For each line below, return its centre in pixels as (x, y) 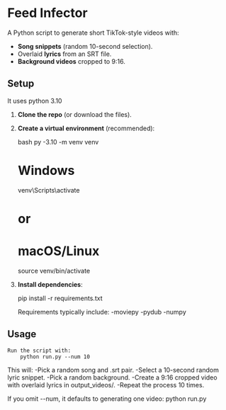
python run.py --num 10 (55, 357)
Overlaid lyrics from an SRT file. (64, 54)
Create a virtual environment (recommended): (86, 128)
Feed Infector (47, 13)
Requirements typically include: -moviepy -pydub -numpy (102, 312)
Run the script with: (39, 351)
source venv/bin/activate (54, 271)
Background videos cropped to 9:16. (71, 61)
